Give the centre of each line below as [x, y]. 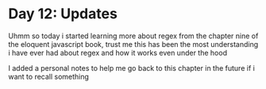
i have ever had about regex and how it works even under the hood [118, 52]
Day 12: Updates [63, 14]
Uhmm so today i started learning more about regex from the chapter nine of [133, 36]
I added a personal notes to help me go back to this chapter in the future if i [132, 68]
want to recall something [49, 76]
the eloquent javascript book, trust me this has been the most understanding [133, 44]
